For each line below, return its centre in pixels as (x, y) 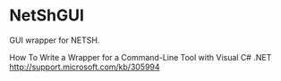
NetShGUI (47, 16)
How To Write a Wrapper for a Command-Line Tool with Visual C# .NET (140, 57)
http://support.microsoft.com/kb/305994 (85, 67)
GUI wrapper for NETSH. (55, 40)
